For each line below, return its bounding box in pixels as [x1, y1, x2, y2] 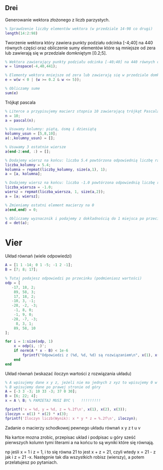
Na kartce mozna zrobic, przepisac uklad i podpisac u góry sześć [5, 434, 136, 440]
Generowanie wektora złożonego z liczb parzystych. [5, 17, 110, 22]
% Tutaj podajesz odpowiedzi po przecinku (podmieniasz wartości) [5, 276, 142, 281]
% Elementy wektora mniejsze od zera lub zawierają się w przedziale [5, 73, 149, 78]
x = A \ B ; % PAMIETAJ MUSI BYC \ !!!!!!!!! [5, 398, 101, 403]
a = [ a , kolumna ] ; [5, 172, 42, 176]
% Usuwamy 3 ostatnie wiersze [5, 145, 66, 150]
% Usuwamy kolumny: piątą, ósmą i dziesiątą [5, 127, 97, 132]
